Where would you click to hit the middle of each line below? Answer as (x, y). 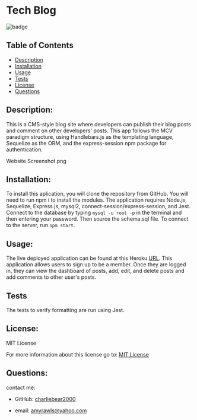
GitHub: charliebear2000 (45, 399)
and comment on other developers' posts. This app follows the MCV (90, 131)
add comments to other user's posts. (51, 277)
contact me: (21, 387)
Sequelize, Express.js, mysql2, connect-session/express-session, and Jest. (99, 206)
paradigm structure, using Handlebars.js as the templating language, (90, 136)
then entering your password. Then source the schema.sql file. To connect (97, 219)
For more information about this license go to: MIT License (78, 354)
